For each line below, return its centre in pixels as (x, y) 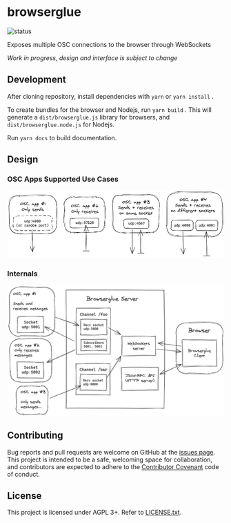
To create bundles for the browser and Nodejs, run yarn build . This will (109, 110)
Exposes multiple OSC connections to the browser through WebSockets (109, 44)
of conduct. (23, 474)
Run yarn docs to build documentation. (62, 137)
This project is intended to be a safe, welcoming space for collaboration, (110, 459)
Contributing (35, 436)
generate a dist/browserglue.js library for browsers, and (89, 117)
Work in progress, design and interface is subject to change (92, 58)
